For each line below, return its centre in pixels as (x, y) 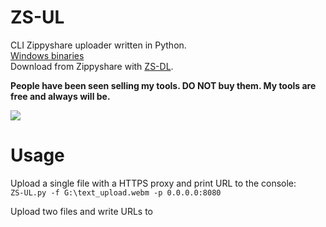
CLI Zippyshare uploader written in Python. (98, 45)
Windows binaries (47, 55)
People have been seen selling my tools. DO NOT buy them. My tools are (163, 85)
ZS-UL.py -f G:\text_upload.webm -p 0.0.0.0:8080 (116, 192)
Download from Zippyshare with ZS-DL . (92, 66)
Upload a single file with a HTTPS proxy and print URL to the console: (153, 183)
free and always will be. (60, 96)
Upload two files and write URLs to (82, 211)
